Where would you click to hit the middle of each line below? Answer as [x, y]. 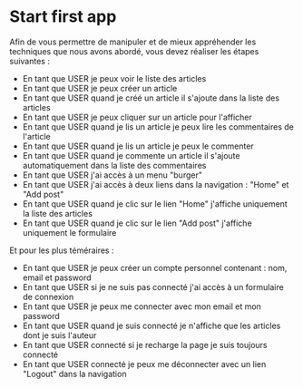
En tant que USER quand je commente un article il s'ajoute [131, 155]
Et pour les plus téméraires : [62, 250]
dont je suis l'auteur [59, 335]
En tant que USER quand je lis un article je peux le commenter [138, 146]
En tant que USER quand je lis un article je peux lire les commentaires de [158, 126]
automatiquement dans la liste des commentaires [114, 165]
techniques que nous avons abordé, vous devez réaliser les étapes [134, 51]
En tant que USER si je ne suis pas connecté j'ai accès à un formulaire [153, 286]
